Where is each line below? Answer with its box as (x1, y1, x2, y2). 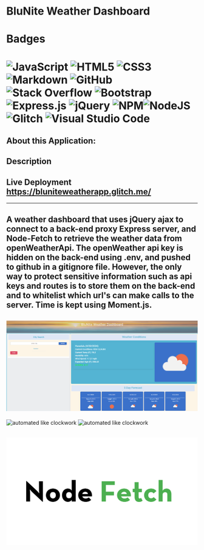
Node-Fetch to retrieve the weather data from (6, 233, 182, 244)
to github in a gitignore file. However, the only (6, 261, 182, 272)
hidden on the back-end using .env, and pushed (6, 252, 191, 263)
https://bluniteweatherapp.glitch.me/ (6, 187, 152, 197)
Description (6, 156, 52, 167)
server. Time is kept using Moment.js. (6, 300, 152, 310)
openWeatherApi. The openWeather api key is (6, 242, 183, 253)
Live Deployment (6, 177, 72, 187)
